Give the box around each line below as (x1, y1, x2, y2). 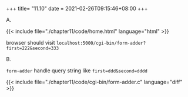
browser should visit (6, 39, 55, 46)
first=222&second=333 (6, 45, 59, 51)
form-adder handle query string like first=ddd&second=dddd (6, 67, 148, 74)
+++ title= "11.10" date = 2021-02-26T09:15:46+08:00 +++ (6, 5, 148, 12)
